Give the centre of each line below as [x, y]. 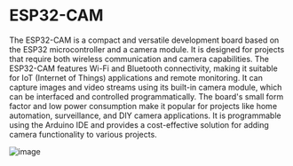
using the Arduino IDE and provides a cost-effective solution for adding [139, 124]
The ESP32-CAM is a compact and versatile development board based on [144, 40]
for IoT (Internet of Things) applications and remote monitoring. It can [136, 77]
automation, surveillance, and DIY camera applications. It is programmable [145, 115]
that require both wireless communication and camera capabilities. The [139, 59]
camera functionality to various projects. [83, 134]
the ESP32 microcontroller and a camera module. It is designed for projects [147, 49]
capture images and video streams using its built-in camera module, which [146, 87]
